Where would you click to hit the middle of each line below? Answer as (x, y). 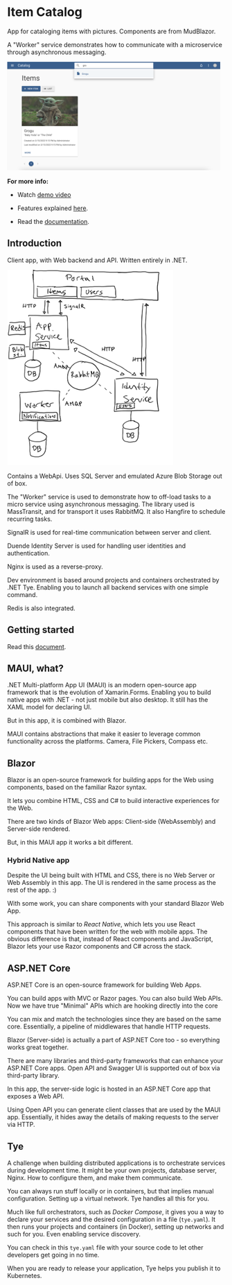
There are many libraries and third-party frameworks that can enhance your (115, 1061)
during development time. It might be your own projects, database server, (112, 1171)
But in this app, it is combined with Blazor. (67, 721)
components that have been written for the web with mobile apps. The (107, 932)
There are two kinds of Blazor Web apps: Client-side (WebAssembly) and (111, 822)
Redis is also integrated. (42, 608)
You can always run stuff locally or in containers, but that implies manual (110, 1191)
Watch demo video (44, 194)
